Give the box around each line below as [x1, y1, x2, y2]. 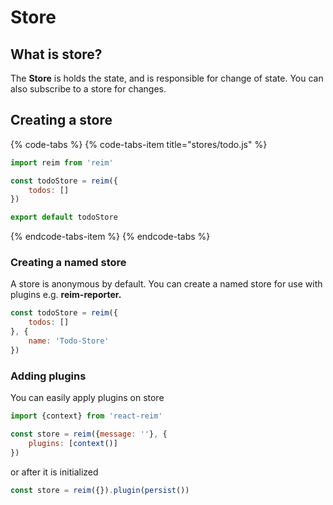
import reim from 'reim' [10, 157, 114, 168]
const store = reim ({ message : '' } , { [10, 429, 168, 440]
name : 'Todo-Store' [28, 336, 110, 346]
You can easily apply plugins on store [10, 392, 165, 404]
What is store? [10, 46, 103, 63]
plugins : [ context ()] [28, 438, 118, 448]
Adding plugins [10, 369, 87, 383]
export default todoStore [10, 212, 118, 223]
